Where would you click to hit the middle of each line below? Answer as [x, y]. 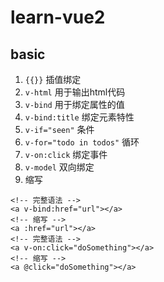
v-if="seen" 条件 [59, 129]
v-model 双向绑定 [59, 167]
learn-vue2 [58, 17]
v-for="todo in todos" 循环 [82, 142]
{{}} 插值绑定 [53, 79]
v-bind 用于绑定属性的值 [74, 104]
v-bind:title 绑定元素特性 [79, 117]
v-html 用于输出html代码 [75, 92]
